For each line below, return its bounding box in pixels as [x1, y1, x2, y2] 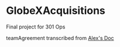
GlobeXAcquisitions [6, 4, 105, 17]
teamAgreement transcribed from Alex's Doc [6, 34, 114, 41]
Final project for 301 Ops [6, 23, 66, 30]
